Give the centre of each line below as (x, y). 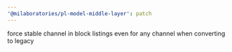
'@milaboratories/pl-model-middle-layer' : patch (80, 14)
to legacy (21, 41)
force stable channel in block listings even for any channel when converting (116, 33)
